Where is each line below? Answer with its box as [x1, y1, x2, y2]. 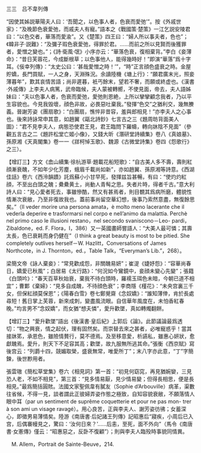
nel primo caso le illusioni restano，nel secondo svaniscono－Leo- [6, 217, 170, 224]
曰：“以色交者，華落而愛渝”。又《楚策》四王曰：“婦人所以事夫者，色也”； [6, 33, 188, 40]
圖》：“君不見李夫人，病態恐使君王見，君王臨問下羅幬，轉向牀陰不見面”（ [6, 123, 187, 130]
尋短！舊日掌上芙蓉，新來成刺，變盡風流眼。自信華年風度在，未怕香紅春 [6, 298, 184, 304]
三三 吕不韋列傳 [6, 5, 48, 12]
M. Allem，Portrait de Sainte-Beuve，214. [11, 440, 115, 448]
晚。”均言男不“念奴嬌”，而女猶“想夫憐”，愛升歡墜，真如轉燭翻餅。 [6, 305, 167, 312]
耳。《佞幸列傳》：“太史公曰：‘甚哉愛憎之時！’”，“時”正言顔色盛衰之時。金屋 [6, 63, 191, 70]
